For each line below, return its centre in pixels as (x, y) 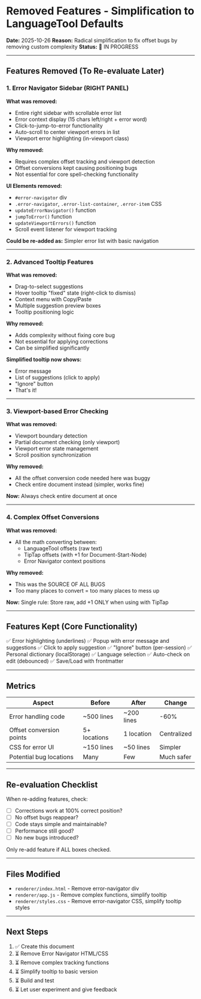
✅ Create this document (45, 946)
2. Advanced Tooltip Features (50, 262)
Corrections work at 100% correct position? (68, 810)
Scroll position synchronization (53, 455)
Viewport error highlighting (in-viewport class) (72, 138)
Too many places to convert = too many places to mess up (87, 590)
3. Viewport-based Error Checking (57, 411)
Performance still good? (44, 831)
